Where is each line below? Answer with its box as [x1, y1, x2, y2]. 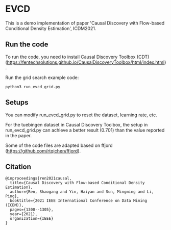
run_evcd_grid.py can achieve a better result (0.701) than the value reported [5, 127, 165, 133]
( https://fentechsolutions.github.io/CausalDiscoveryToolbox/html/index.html [5, 59, 165, 65]
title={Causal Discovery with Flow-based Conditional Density [10, 181, 145, 186]
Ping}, [5, 194, 19, 199]
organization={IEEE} [10, 216, 54, 221]
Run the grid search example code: [5, 74, 79, 81]
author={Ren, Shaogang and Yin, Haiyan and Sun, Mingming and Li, [10, 189, 154, 194]
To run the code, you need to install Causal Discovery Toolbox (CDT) [5, 54, 150, 60]
